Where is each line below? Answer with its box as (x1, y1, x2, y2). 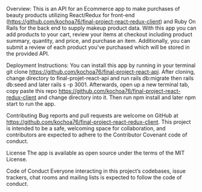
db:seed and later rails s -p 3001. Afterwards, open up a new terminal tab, (6, 81, 190, 88)
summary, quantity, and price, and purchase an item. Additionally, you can (6, 37, 191, 44)
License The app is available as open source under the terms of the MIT (6, 149, 185, 156)
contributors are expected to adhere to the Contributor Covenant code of (6, 131, 188, 138)
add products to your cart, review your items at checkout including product (6, 31, 193, 38)
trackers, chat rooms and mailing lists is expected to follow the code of (6, 174, 182, 181)
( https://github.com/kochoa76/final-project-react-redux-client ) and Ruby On (6, 18, 196, 25)
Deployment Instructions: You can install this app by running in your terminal (6, 62, 196, 69)
